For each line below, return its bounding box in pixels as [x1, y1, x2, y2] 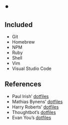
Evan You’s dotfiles [11, 114, 51, 120]
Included [4, 20, 33, 29]
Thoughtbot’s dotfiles [11, 109, 56, 115]
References [4, 80, 41, 88]
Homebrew [11, 39, 35, 45]
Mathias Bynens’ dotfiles [11, 98, 63, 104]
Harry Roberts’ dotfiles [11, 103, 59, 110]
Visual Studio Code [11, 65, 52, 71]
